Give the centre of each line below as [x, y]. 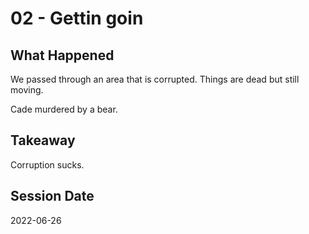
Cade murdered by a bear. [64, 109]
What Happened [62, 55]
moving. [27, 90]
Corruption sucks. [47, 164]
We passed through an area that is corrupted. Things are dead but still [155, 79]
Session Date [52, 196]
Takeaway [43, 140]
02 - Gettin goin [77, 18]
